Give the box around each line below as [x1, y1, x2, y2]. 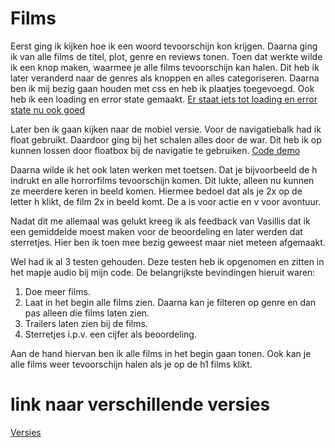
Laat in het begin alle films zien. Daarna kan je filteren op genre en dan [24, 296, 317, 308]
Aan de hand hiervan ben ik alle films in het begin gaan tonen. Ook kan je [10, 347, 312, 359]
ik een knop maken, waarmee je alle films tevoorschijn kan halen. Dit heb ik [10, 61, 320, 73]
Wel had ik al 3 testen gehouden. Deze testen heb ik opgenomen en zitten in [10, 255, 325, 267]
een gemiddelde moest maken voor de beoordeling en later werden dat [10, 225, 303, 237]
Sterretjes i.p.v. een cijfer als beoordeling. [24, 328, 197, 340]
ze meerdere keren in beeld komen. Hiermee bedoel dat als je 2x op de [10, 185, 303, 197]
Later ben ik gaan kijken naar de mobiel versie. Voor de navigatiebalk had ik [10, 123, 322, 135]
